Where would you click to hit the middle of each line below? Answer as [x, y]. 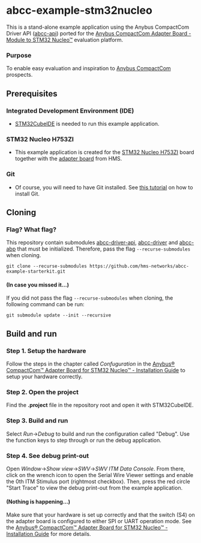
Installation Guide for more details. [49, 534]
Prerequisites [32, 93]
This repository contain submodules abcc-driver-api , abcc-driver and [92, 243]
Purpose [19, 55]
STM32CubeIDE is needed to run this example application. [87, 123]
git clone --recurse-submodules [46, 266]
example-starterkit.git [36, 271]
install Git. [27, 194]
